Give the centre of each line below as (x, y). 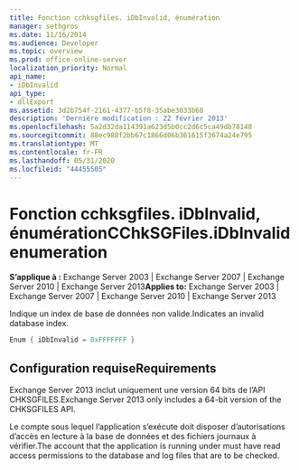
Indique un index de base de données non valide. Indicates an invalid (137, 314)
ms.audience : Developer (54, 43)
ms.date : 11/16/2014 (48, 34)
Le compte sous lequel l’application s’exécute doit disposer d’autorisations (148, 427)
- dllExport (32, 102)
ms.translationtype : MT (54, 144)
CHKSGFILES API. (42, 409)
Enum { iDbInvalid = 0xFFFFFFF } (72, 340)
